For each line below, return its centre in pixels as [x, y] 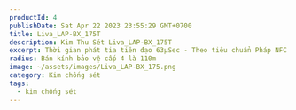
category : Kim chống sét [55, 75]
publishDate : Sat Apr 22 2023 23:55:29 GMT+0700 [101, 26]
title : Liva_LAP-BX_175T [55, 34]
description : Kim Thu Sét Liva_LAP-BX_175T [91, 42]
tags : [19, 83]
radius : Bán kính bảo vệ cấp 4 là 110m [83, 59]
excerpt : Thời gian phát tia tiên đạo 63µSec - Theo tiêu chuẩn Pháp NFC [148, 51]
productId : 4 [33, 17]
